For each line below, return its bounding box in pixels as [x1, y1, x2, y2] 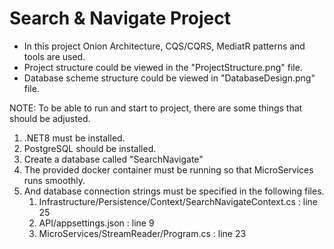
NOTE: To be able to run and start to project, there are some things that [9, 102, 303, 114]
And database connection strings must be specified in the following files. [23, 185, 325, 197]
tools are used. [23, 50, 86, 62]
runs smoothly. [23, 174, 86, 186]
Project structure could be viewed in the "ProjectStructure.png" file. [23, 61, 303, 73]
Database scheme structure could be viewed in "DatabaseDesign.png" [23, 72, 316, 84]
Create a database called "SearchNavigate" [23, 153, 204, 165]
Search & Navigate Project [9, 7, 232, 30]
